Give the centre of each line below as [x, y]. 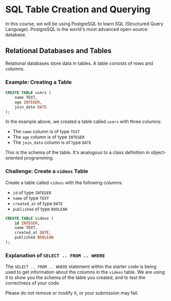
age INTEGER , [28, 102]
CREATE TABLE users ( [28, 93]
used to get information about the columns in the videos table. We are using [85, 272]
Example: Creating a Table [39, 82]
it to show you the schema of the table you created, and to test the [76, 278]
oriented [14, 158]
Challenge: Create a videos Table [47, 171]
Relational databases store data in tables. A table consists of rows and [79, 63]
